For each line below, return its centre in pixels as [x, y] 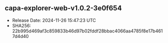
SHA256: [22, 25]
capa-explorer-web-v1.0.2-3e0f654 [63, 8]
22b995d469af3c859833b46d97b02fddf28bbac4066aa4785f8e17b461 [87, 31]
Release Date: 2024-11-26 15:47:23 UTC [54, 20]
